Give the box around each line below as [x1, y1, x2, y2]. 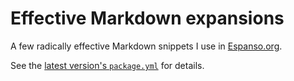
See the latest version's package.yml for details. [10, 59, 205, 71]
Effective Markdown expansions [10, 7, 285, 30]
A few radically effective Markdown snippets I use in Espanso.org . [10, 40, 283, 52]
